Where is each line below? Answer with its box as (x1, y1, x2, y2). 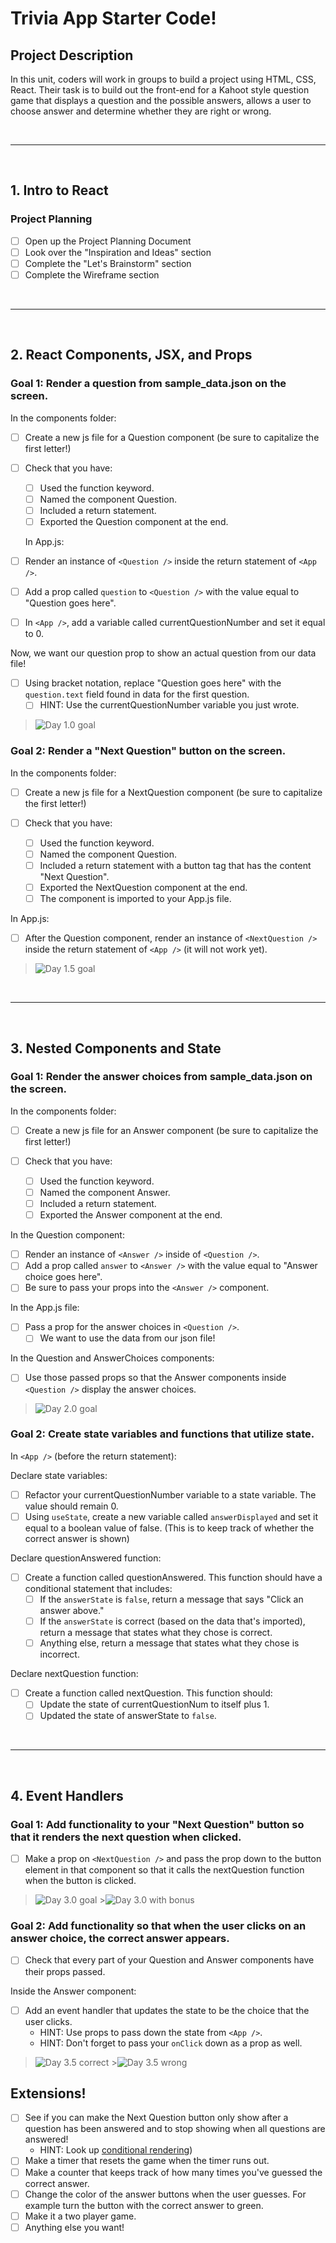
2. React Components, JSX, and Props (10, 347, 253, 364)
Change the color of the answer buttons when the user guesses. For (24, 2188, 307, 2200)
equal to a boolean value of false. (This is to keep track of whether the (24, 1522, 315, 1534)
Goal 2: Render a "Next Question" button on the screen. (10, 744, 287, 758)
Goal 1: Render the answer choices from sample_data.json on (10, 1070, 313, 1084)
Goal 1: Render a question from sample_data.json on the (10, 377, 287, 391)
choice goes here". (24, 1271, 103, 1283)
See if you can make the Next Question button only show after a (24, 2112, 289, 2124)
